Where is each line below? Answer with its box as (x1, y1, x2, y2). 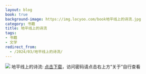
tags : (5, 30, 16, 35)
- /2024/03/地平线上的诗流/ (9, 49, 63, 54)
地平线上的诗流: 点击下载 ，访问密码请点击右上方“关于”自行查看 (11, 63, 141, 69)
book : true (5, 12, 28, 17)
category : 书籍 (5, 21, 35, 26)
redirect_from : (5, 44, 37, 49)
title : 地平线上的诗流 (5, 26, 47, 31)
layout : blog (5, 7, 32, 12)
